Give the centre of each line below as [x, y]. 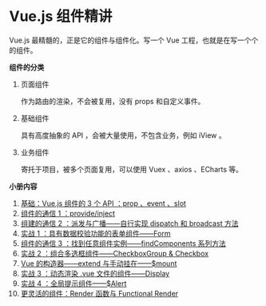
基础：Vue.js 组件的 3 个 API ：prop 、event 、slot [103, 203]
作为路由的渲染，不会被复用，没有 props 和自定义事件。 [113, 101]
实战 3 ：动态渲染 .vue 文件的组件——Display [95, 273]
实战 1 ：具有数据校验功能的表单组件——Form [95, 233]
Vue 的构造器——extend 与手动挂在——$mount [99, 263]
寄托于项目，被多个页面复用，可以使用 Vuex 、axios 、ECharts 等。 [131, 169]
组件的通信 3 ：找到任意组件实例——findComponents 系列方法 [123, 243]
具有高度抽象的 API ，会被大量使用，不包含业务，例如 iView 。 [123, 135]
